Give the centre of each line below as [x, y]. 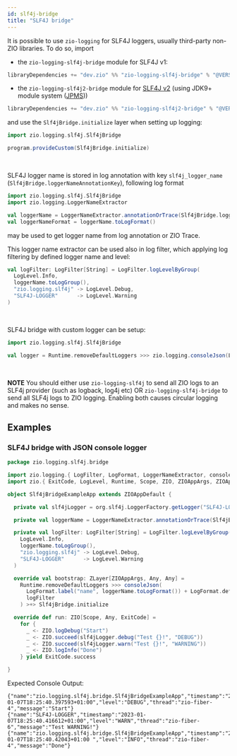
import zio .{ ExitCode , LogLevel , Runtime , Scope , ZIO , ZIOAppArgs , [110, 481]
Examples [29, 427]
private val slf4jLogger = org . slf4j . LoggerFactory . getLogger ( [108, 507]
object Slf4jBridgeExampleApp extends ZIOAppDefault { [90, 494]
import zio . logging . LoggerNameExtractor [68, 202]
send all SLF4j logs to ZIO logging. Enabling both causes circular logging [113, 398]
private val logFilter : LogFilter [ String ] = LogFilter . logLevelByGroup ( [123, 533]
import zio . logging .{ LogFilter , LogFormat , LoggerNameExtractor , [107, 475]
